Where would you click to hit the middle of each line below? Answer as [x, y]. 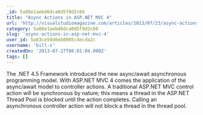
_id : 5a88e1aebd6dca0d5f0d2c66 [46, 12]
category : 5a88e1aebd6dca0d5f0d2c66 [52, 29]
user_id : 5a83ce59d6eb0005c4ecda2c [51, 40]
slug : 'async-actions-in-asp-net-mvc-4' [58, 34]
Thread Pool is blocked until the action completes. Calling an [82, 99]
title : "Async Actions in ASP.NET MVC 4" [59, 17]
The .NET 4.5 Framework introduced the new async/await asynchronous [96, 73]
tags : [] [17, 57]
